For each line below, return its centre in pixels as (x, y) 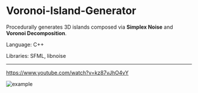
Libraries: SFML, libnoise (36, 56)
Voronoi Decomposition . (36, 33)
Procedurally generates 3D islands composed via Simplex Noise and (90, 27)
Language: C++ (25, 44)
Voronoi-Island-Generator (71, 11)
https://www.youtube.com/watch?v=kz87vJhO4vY (67, 73)
